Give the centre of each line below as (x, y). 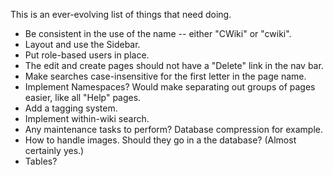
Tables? (41, 161)
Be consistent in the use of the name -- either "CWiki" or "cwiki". (158, 33)
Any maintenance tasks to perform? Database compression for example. (174, 129)
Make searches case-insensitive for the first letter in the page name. (165, 76)
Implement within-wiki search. (87, 118)
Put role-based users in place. (87, 55)
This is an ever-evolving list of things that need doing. (121, 14)
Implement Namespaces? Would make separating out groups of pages (170, 87)
